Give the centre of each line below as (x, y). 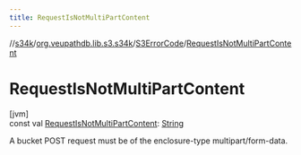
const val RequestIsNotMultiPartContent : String (97, 123)
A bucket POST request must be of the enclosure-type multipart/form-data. (149, 141)
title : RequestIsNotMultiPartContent (80, 17)
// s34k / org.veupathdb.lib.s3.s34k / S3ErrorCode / (98, 43)
